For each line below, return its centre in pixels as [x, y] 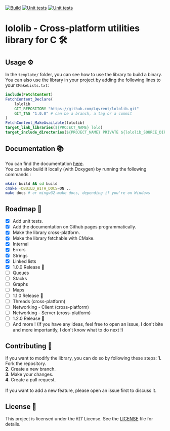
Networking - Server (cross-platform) [52, 313]
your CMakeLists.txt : [27, 85]
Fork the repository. [26, 363]
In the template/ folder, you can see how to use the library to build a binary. [84, 74]
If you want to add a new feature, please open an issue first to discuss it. [81, 390]
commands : [18, 174]
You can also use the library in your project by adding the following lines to [83, 80]
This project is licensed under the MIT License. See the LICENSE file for [79, 418]
